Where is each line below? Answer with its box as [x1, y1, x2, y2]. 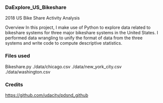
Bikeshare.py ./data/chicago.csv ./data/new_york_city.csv [5, 63, 122, 70]
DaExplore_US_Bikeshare [5, 4, 66, 11]
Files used [5, 52, 31, 59]
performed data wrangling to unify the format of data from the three [5, 35, 143, 41]
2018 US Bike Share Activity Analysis [5, 15, 80, 21]
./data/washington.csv [5, 69, 51, 75]
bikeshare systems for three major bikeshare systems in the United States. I [5, 30, 159, 36]
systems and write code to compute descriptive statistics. [5, 40, 122, 46]
